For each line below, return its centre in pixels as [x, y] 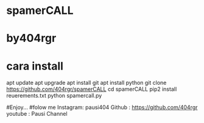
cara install [35, 66]
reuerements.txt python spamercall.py [54, 96]
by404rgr [31, 38]
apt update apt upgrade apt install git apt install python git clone [86, 83]
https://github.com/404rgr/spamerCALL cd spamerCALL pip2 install [92, 89]
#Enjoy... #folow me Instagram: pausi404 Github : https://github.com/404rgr [102, 107]
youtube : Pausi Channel [37, 114]
